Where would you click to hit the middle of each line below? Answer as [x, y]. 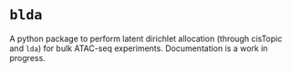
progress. [27, 57]
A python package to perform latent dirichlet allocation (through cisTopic [146, 38]
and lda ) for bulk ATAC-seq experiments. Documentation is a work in [139, 48]
